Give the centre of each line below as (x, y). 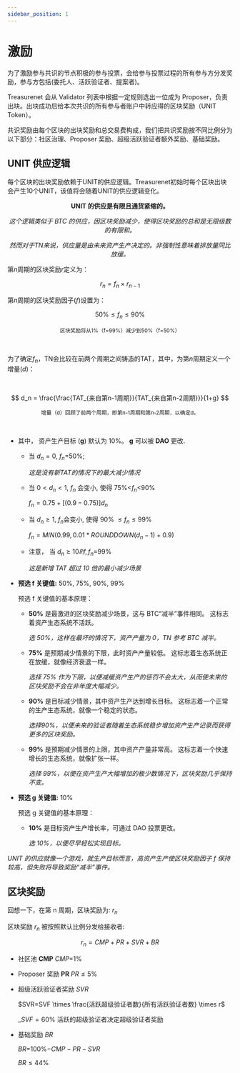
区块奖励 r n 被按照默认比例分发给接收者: (66, 927)
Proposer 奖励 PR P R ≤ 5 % (57, 974)
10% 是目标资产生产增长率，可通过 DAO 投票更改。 (104, 828)
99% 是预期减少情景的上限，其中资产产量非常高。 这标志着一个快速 (128, 749)
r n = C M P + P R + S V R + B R (120, 943)
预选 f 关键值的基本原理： (55, 598)
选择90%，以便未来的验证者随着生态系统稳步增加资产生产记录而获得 (129, 725)
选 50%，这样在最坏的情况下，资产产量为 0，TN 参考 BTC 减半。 (124, 637)
